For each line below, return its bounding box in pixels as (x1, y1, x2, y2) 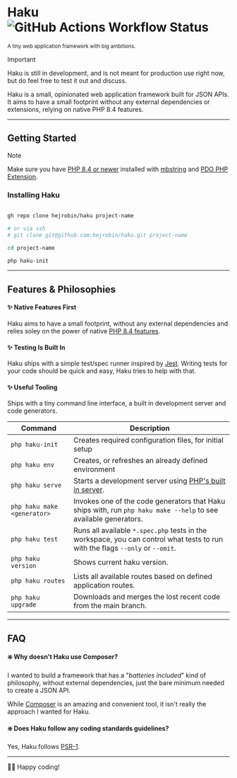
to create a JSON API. (7, 686, 71, 694)
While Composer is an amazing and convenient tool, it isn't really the (7, 700, 207, 709)
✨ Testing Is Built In (7, 343, 66, 351)
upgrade (11, 601, 37, 609)
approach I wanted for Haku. (7, 707, 90, 716)
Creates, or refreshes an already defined (73, 456, 208, 466)
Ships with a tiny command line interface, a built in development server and (7, 399, 226, 408)
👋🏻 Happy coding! (7, 762, 60, 772)
